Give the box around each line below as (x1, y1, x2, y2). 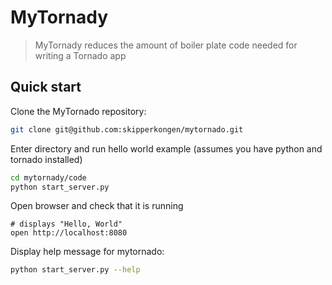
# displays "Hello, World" (10, 219, 123, 230)
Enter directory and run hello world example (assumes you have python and (10, 142, 323, 155)
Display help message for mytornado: (10, 246, 165, 258)
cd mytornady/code (10, 172, 87, 183)
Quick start (10, 79, 82, 96)
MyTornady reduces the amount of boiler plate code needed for (34, 39, 298, 51)
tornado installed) (10, 153, 83, 165)
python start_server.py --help (10, 265, 141, 275)
